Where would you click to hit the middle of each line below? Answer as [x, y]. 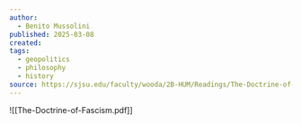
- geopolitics [44, 59]
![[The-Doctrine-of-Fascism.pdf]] [71, 110]
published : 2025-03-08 [52, 34]
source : [24, 84]
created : [26, 43]
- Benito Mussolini [54, 26]
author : [24, 18]
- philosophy [42, 68]
